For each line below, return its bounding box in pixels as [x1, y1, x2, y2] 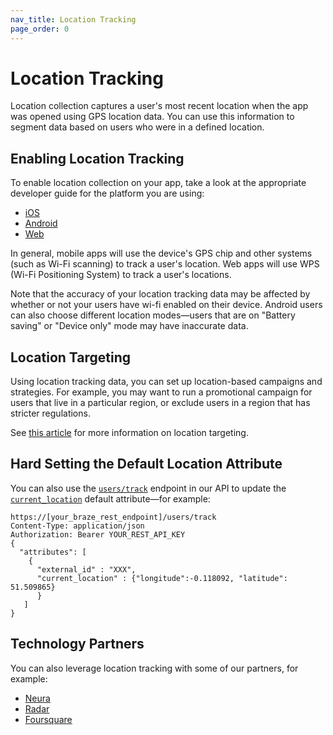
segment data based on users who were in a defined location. [10, 121, 265, 133]
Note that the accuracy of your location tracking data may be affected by [10, 288, 311, 300]
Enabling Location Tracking [10, 150, 185, 167]
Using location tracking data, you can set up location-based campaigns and [10, 376, 323, 388]
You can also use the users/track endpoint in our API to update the [10, 482, 287, 494]
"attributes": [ [19, 547, 87, 557]
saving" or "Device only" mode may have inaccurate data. [10, 320, 249, 332]
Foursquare [24, 713, 73, 725]
